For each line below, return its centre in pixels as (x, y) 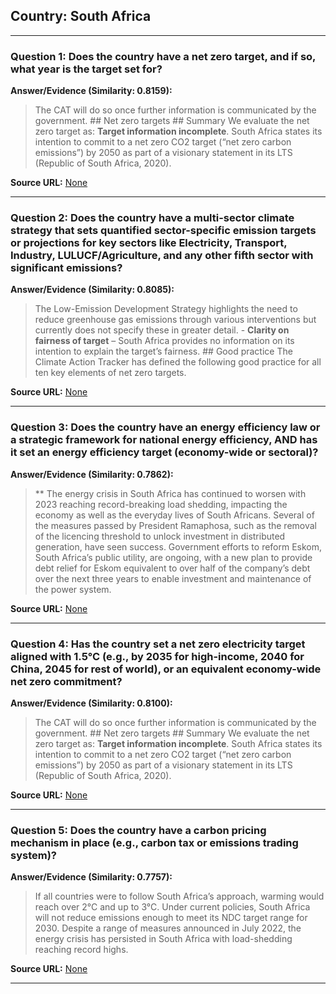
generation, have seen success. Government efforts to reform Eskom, (178, 546)
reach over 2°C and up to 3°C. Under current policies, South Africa (172, 907)
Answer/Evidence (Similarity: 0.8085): (92, 290)
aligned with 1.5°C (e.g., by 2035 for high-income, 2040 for (157, 656)
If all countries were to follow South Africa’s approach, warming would (179, 896)
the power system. (73, 589)
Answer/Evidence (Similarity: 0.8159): (91, 91)
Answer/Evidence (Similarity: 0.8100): (91, 703)
